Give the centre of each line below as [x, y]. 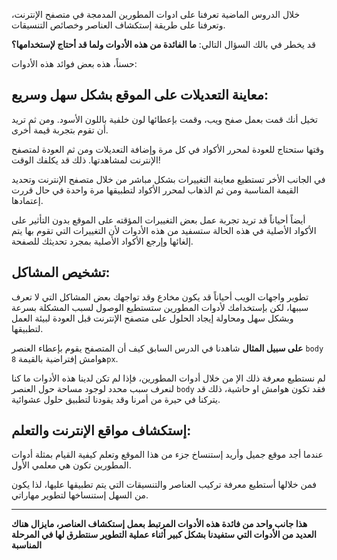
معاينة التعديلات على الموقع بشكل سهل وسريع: [140, 95]
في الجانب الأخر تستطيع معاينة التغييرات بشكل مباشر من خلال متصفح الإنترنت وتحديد [168, 179]
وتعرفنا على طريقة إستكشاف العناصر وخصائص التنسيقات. [118, 25]
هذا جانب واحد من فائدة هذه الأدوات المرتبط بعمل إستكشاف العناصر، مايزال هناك [159, 524]
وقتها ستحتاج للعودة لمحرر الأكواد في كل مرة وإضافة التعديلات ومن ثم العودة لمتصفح [168, 149]
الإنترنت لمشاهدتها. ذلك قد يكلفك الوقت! [86, 160]
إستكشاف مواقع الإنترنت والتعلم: [101, 430]
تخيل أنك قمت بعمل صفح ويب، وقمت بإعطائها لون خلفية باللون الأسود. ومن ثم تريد [165, 119]
